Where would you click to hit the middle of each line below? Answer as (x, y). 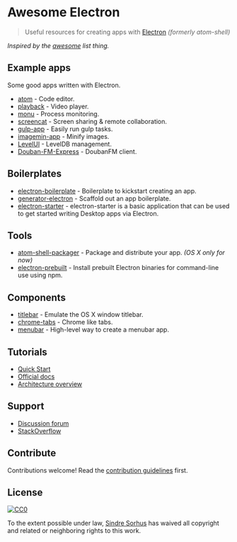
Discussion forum (43, 423)
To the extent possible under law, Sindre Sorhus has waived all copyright (113, 523)
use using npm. (40, 275)
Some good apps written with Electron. (64, 85)
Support (26, 406)
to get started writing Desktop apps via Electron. (88, 213)
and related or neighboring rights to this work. (74, 531)
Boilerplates (35, 174)
